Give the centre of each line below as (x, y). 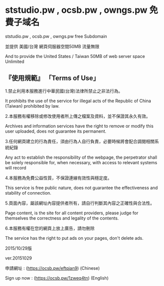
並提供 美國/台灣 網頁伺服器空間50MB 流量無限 (52, 46)
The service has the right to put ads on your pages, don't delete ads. (74, 238)
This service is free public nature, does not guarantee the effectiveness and (82, 188)
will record (16, 168)
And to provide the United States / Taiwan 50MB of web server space (75, 56)
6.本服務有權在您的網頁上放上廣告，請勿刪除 (50, 228)
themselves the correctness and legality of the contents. (62, 218)
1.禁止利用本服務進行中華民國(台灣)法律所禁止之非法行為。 (64, 91)
